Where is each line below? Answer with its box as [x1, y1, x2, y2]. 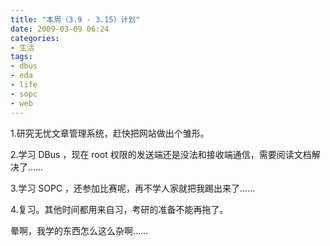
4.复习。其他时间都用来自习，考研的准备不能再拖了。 [10, 203, 229, 215]
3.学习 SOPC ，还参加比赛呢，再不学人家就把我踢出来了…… [10, 182, 256, 194]
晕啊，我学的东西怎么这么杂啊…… [10, 224, 149, 236]
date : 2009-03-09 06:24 [10, 24, 110, 34]
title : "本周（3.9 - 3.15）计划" [10, 14, 141, 25]
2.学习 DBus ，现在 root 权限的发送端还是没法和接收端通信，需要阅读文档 [10, 148, 312, 160]
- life [10, 80, 38, 90]
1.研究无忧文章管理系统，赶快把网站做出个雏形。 [10, 127, 210, 139]
